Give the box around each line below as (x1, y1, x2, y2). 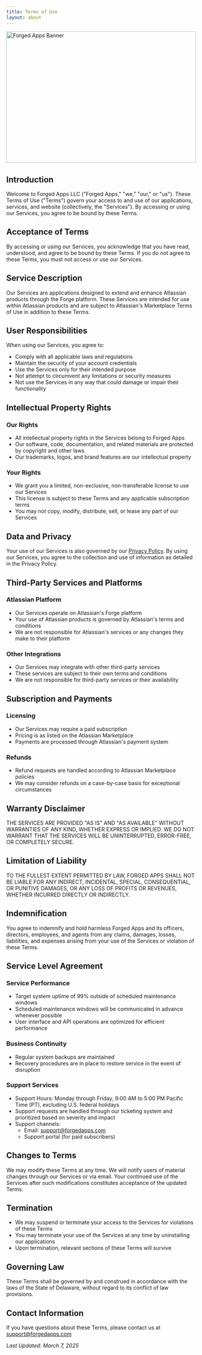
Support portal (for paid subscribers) (23, 1133, 115, 1140)
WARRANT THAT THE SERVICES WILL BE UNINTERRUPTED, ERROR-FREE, (6, 832, 192, 839)
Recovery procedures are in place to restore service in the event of (14, 1059, 182, 1067)
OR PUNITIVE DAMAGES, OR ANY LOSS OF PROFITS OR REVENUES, (6, 884, 177, 892)
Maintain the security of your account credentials (14, 359, 137, 367)
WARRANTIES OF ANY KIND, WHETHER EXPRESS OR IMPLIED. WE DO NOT (6, 825, 194, 833)
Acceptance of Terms (6, 227, 89, 237)
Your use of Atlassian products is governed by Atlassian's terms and (14, 616, 185, 623)
